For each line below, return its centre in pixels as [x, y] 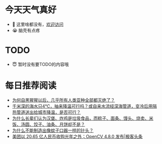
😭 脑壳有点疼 [26, 30]
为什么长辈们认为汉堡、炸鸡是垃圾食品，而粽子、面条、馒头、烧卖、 [81, 118]
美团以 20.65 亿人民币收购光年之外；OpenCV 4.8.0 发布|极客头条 [77, 136]
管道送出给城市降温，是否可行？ [49, 112]
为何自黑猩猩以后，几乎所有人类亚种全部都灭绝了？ [63, 100]
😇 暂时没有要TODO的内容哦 [40, 64]
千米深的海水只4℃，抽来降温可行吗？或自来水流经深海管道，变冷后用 [82, 106]
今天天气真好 [31, 10]
